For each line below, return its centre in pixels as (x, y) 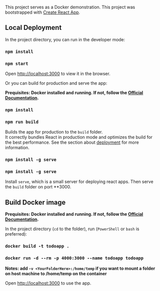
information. (17, 148)
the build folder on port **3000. (38, 187)
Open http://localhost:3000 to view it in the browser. (58, 74)
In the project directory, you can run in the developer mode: (65, 39)
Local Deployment (34, 28)
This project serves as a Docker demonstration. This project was (70, 7)
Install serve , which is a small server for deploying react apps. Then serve (79, 182)
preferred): (16, 234)
